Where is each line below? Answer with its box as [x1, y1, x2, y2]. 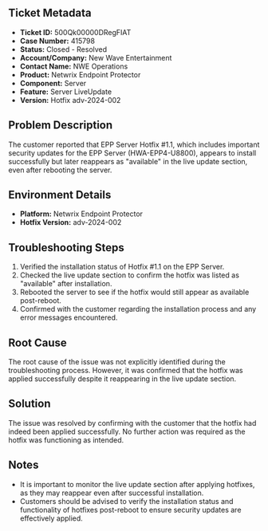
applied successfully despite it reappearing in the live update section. [8, 374, 237, 383]
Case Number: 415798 [19, 36, 96, 45]
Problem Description [8, 119, 113, 132]
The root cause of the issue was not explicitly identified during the [8, 357, 226, 367]
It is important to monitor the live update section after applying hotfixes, [19, 479, 255, 489]
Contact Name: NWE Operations [19, 61, 128, 71]
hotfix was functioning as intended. [8, 435, 124, 445]
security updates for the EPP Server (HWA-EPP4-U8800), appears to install [8, 147, 257, 158]
